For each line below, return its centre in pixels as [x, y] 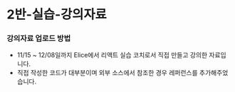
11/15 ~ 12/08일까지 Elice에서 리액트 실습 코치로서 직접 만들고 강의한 [112, 55]
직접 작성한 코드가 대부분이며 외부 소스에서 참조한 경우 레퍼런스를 [107, 73]
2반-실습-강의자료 [57, 15]
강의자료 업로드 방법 [39, 38]
